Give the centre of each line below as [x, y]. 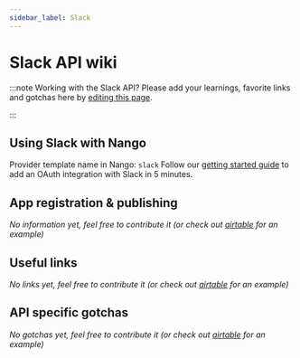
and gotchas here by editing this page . [81, 97]
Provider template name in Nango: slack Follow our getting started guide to [149, 165]
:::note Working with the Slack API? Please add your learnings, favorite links [150, 88]
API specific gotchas [69, 313]
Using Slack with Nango [78, 142]
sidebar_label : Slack [50, 18]
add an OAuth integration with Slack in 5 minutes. [101, 174]
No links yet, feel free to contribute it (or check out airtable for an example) [149, 284]
